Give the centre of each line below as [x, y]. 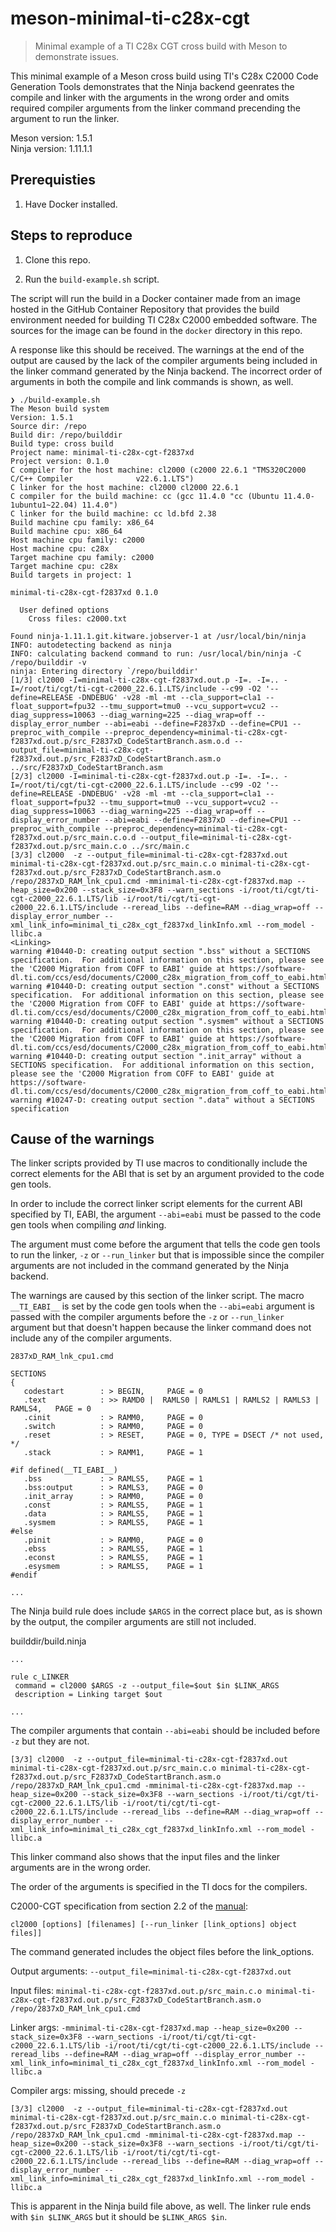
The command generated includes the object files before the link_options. [162, 1952]
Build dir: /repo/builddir [66, 435]
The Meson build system [60, 408]
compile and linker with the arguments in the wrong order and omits [150, 97]
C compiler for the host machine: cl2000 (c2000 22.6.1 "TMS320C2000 [158, 470]
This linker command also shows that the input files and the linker [145, 1857]
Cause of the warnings [82, 1138]
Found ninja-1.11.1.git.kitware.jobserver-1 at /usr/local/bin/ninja [158, 636]
